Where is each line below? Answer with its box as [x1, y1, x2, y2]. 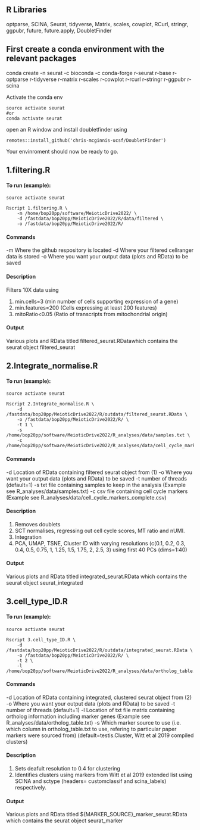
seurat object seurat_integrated [6, 579, 83, 586]
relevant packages [6, 54, 77, 64]
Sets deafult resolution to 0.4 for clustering [14, 765, 121, 772]
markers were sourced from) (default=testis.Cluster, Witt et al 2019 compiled [6, 732, 194, 739]
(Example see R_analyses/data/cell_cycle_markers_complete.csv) [6, 494, 167, 501]
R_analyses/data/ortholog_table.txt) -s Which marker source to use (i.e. [6, 719, 182, 726]
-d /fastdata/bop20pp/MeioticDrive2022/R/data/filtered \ [17, 216, 164, 222]
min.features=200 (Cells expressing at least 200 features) [14, 304, 157, 311]
